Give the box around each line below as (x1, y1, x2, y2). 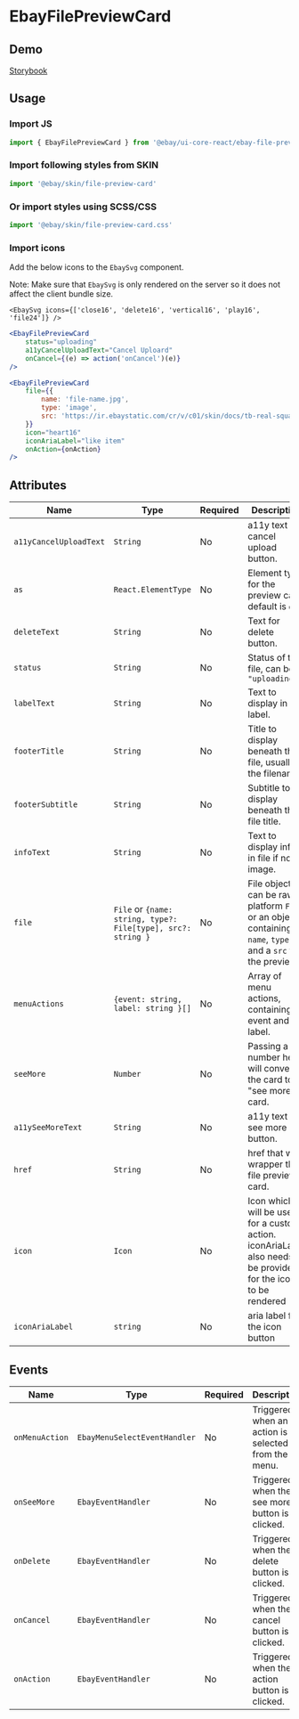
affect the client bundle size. (9, 289, 114, 299)
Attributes (9, 477, 67, 493)
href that (247, 1147, 284, 1160)
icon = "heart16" (25, 428, 82, 437)
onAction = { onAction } (25, 444, 101, 453)
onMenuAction (13, 1432, 69, 1442)
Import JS (9, 118, 53, 130)
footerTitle (13, 746, 65, 756)
